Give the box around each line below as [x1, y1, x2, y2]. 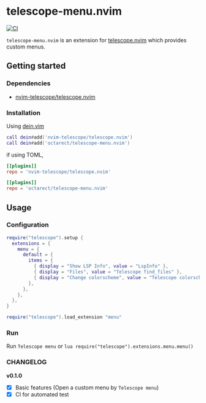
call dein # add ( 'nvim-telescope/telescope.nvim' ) [6, 134, 133, 140]
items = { [28, 258, 53, 264]
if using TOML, [6, 151, 44, 158]
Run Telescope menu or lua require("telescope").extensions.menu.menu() [6, 342, 194, 350]
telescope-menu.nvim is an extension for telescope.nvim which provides [6, 36, 187, 44]
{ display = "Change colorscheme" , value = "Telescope [33, 274, 177, 280]
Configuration [6, 221, 49, 229]
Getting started [6, 61, 66, 71]
